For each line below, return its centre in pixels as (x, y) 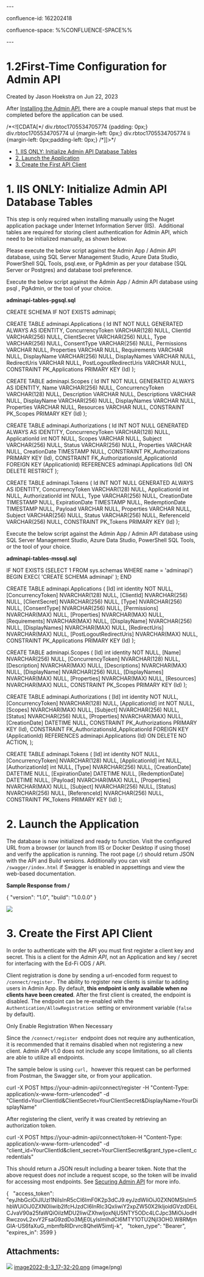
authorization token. (31, 1125)
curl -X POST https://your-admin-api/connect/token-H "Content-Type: (94, 1137)
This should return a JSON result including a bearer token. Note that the (97, 1168)
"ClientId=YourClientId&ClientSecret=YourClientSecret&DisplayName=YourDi (102, 1100)
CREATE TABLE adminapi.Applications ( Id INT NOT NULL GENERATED (95, 323)
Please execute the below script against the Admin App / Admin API (91, 250)
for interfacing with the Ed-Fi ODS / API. (56, 963)
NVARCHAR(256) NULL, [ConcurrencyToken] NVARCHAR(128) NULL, (93, 659)
